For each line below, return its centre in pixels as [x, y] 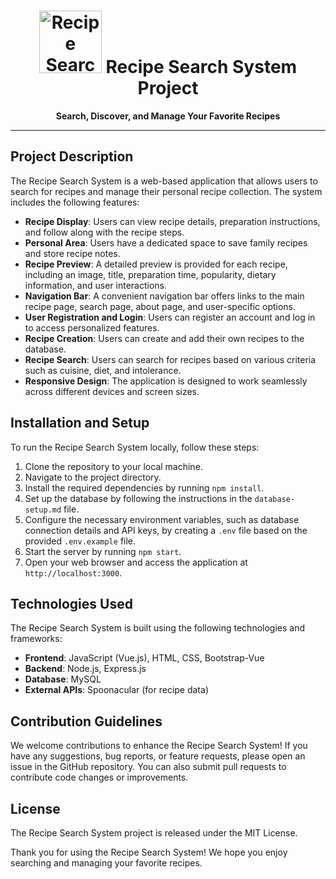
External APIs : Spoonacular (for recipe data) [116, 690]
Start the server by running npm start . [103, 551]
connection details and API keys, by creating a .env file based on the [166, 530]
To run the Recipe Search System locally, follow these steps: [135, 447]
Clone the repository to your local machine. [113, 466]
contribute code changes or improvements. [99, 777]
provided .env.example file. [80, 541]
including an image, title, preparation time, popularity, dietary [150, 274]
